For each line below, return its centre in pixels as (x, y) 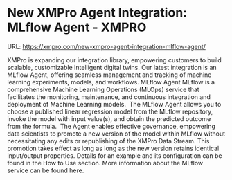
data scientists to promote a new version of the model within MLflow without (116, 134)
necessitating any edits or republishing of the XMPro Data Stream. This (108, 141)
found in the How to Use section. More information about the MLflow (105, 163)
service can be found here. (46, 170)
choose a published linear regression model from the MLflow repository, (110, 111)
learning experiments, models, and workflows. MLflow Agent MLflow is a (111, 82)
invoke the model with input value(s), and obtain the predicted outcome (109, 118)
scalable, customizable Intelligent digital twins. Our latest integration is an (112, 67)
